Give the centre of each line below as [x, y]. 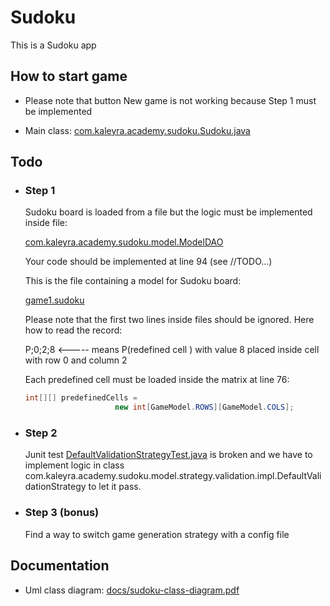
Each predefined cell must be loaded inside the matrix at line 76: [157, 380]
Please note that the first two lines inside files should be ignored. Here [169, 320]
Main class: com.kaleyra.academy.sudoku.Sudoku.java [137, 130]
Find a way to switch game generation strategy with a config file [157, 534]
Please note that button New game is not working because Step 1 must [170, 100]
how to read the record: [73, 330]
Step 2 [41, 433]
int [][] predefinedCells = [81, 398]
